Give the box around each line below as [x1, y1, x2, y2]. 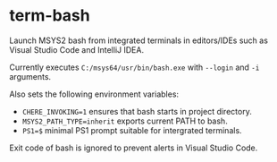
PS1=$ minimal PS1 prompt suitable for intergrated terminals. [21, 124, 243, 135]
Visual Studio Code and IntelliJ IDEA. [9, 44, 145, 55]
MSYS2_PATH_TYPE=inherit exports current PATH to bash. [21, 115, 228, 126]
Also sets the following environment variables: [9, 89, 180, 99]
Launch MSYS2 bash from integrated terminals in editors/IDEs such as [9, 35, 268, 46]
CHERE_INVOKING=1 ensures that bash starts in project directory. [21, 106, 252, 116]
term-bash [9, 5, 91, 26]
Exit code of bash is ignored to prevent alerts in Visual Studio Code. [9, 142, 258, 153]
